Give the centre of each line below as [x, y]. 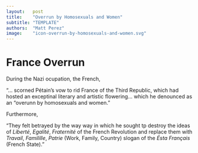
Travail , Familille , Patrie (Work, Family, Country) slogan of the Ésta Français [98, 138]
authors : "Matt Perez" [35, 28]
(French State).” [25, 144]
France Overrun [46, 63]
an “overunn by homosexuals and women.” [58, 103]
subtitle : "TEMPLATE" [33, 22]
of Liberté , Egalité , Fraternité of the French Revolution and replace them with [99, 132]
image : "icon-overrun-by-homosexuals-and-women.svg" [76, 34]
